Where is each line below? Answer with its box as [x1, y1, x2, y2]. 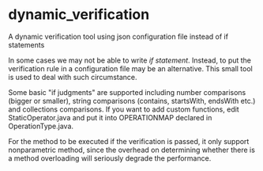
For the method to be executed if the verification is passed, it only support [8, 136, 250, 146]
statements [8, 40, 45, 49]
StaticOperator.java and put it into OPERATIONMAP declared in [8, 112, 212, 122]
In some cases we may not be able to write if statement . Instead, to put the [8, 55, 251, 65]
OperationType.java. [8, 121, 73, 131]
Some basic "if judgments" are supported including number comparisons [8, 87, 246, 97]
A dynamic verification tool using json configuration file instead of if [8, 32, 229, 41]
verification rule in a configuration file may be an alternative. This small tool [8, 63, 253, 73]
